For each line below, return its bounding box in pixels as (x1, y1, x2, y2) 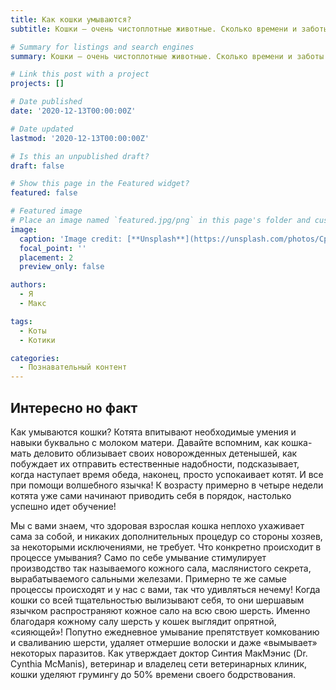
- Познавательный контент (19, 362, 128, 373)
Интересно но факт (10, 399, 138, 416)
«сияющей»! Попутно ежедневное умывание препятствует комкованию (10, 626, 320, 638)
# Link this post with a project (10, 69, 150, 80)
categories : (10, 353, 60, 363)
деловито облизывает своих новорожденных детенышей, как (33, 447, 298, 459)
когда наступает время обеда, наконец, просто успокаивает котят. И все (10, 468, 324, 480)
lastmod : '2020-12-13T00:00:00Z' (10, 133, 150, 143)
